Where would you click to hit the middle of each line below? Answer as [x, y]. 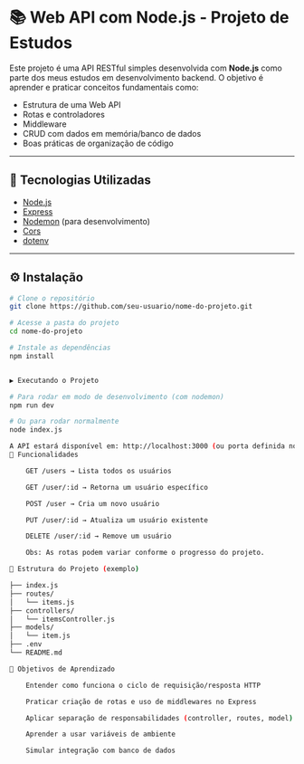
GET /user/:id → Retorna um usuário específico [117, 487]
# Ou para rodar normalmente [64, 422]
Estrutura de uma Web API [71, 104]
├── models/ [32, 627]
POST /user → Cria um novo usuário [93, 503]
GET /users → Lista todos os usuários [99, 471]
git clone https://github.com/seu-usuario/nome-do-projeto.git [131, 307]
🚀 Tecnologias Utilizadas [80, 181]
